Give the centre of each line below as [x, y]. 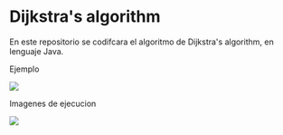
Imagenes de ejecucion [53, 103]
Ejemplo [24, 69]
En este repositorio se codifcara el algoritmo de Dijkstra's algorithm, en [141, 42]
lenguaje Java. [37, 51]
